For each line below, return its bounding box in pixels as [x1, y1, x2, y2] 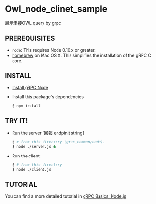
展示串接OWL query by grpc [5, 20, 61, 26]
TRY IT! [5, 116, 28, 125]
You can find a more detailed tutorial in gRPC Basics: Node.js [5, 193, 127, 199]
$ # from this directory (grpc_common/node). [12, 140, 105, 145]
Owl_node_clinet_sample [5, 3, 108, 15]
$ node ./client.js [12, 167, 52, 172]
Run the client [12, 153, 40, 158]
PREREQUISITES [5, 34, 55, 43]
